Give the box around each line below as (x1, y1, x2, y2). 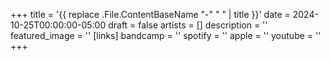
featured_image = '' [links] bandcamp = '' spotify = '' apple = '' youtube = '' (10, 30, 322, 41)
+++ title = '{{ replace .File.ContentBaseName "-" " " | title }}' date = (10, 9, 291, 20)
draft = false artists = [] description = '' (108, 19, 268, 31)
